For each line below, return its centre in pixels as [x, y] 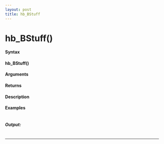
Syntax [12, 52]
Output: [13, 124]
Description [17, 97]
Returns [13, 85]
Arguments [17, 74]
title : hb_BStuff [23, 14]
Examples [15, 108]
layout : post [18, 10]
